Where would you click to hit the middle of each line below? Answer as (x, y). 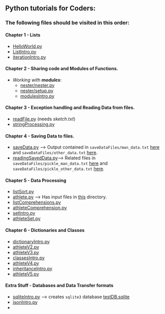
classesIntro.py (28, 258)
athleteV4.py (26, 263)
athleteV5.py (26, 274)
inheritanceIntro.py (32, 268)
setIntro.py (24, 213)
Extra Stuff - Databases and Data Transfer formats (59, 286)
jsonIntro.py (25, 302)
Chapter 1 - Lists (23, 34)
